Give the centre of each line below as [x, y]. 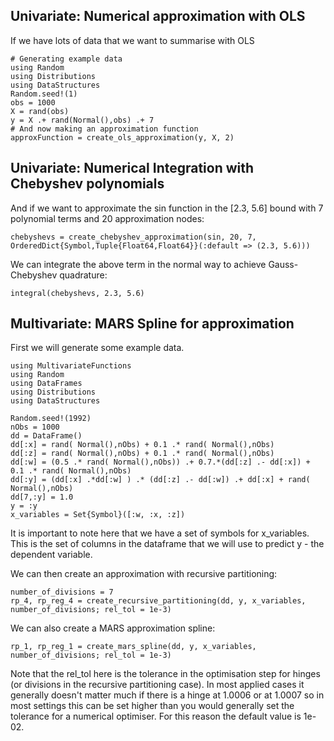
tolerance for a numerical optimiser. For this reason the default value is [156, 716]
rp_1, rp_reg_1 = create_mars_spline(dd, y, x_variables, [133, 647]
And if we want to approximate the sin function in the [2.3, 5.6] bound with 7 [167, 208]
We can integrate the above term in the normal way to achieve [138, 264]
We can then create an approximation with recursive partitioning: [144, 574]
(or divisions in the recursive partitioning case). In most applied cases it [157, 685]
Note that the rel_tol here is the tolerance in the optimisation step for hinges [165, 674]
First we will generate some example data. [97, 348]
